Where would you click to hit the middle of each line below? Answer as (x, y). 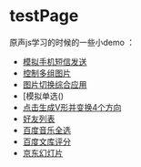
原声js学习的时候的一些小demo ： (72, 42)
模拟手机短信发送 (55, 61)
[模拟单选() (43, 96)
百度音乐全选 (46, 130)
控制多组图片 (46, 73)
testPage (44, 16)
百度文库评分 (46, 141)
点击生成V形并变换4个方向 (72, 107)
